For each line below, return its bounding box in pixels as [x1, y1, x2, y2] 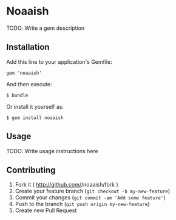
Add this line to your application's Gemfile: [6, 58, 112, 65]
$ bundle [6, 92, 29, 98]
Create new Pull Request [15, 207, 77, 214]
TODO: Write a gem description [6, 24, 85, 32]
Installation [6, 42, 50, 52]
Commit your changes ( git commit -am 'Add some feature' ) [15, 194, 166, 201]
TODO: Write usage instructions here [6, 147, 98, 154]
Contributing [6, 165, 56, 175]
